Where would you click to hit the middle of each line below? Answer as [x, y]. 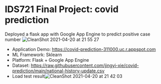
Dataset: [21, 65]
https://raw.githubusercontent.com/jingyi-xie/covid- [85, 65]
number [13, 39]
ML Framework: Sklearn [37, 55]
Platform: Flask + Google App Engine [50, 60]
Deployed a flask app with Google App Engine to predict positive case [77, 34]
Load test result [28, 76]
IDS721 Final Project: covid [62, 9]
